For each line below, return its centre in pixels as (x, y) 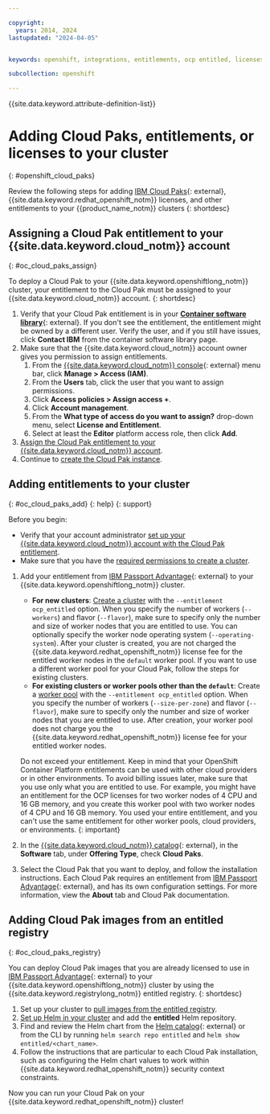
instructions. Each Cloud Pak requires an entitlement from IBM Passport (139, 878)
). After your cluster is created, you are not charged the (145, 643)
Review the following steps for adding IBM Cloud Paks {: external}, (117, 191)
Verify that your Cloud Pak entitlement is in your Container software (133, 314)
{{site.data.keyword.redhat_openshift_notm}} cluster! (96, 1101)
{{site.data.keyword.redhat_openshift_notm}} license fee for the (137, 652)
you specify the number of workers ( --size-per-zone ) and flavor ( (141, 703)
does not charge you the (73, 728)
